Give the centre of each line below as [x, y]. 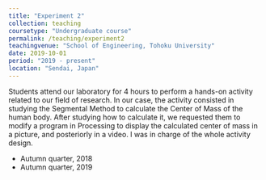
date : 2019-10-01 [38, 53]
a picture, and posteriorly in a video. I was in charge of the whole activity [129, 134]
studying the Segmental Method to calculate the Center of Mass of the [126, 108]
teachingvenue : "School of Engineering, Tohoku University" [112, 46]
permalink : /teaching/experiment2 [67, 38]
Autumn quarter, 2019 [56, 167]
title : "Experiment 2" [46, 16]
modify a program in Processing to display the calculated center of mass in [133, 125]
